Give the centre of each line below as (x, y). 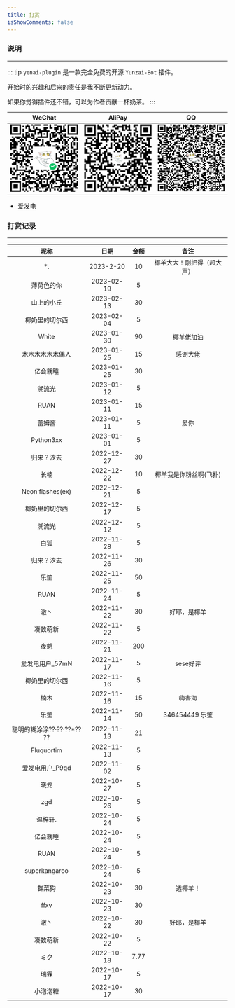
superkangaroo (46, 871)
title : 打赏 (23, 15)
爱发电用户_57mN (47, 663)
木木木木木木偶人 (47, 354)
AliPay (118, 118)
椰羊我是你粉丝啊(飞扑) (188, 474)
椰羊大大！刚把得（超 (185, 262)
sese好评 (188, 663)
